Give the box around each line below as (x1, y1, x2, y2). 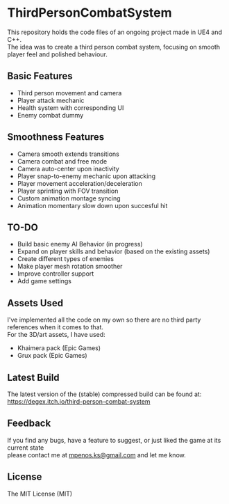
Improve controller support (17, 269, 94, 278)
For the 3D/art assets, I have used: (7, 331, 105, 339)
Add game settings (17, 277, 71, 285)
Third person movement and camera (17, 88, 122, 97)
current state (7, 443, 44, 452)
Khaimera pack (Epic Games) (17, 344, 101, 352)
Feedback (7, 418, 51, 430)
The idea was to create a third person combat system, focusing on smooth (7, 42, 221, 51)
